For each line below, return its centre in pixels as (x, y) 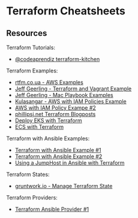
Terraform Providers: (32, 198)
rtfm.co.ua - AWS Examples (49, 82)
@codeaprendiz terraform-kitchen (57, 59)
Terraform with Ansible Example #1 (58, 150)
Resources (27, 33)
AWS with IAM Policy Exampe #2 (55, 108)
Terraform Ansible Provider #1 (52, 209)
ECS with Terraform (39, 127)
